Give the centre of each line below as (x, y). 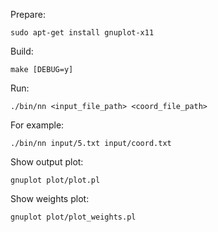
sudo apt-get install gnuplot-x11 (82, 33)
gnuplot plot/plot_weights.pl (73, 217)
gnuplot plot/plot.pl (55, 180)
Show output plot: (47, 162)
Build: (22, 51)
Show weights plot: (50, 198)
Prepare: (28, 14)
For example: (37, 125)
